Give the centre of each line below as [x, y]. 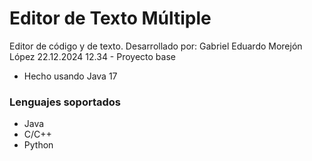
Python [38, 145]
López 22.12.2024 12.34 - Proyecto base [92, 56]
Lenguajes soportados [65, 102]
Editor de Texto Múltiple [110, 18]
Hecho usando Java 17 [70, 76]
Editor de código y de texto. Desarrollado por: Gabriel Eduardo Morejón [156, 46]
